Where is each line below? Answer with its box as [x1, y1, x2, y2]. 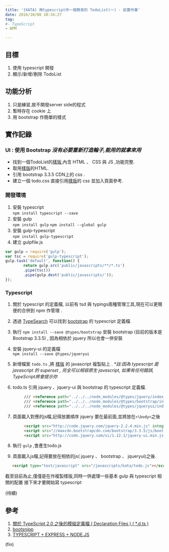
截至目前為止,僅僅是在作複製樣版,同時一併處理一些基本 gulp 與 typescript [5, 473, 156, 479]
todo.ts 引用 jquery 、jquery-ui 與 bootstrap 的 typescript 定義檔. [12, 384, 147, 390]
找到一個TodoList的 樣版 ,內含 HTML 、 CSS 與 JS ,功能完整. [12, 159, 135, 165]
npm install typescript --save [12, 211, 78, 216]
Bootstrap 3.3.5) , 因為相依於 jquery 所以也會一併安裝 [12, 335, 123, 341]
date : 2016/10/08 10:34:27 [5, 12, 62, 17]
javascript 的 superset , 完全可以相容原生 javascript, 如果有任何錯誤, [12, 367, 154, 373]
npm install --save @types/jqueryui [12, 352, 90, 357]
